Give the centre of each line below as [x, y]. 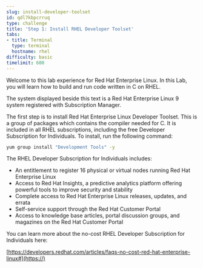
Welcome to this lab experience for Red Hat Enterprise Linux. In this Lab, [97, 80]
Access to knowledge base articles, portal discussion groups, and [97, 216]
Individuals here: [27, 240]
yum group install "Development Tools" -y [61, 147]
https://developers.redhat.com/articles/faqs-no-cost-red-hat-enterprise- [99, 252]
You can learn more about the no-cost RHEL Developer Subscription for [96, 234]
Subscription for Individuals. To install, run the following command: [89, 136]
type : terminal [31, 46]
